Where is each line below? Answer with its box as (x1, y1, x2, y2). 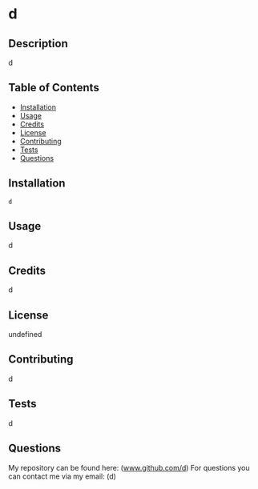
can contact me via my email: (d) (8, 471, 116, 481)
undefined (8, 330, 42, 339)
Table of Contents (8, 81, 100, 94)
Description (8, 37, 68, 50)
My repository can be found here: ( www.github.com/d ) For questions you (8, 463, 250, 472)
